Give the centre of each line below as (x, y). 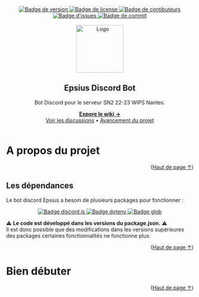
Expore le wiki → (100, 114)
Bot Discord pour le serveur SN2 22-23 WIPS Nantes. (100, 102)
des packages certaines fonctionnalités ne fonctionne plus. (78, 236)
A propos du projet (53, 150)
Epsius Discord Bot (100, 88)
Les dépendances (40, 186)
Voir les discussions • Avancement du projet (100, 120)
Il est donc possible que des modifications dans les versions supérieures (95, 229)
